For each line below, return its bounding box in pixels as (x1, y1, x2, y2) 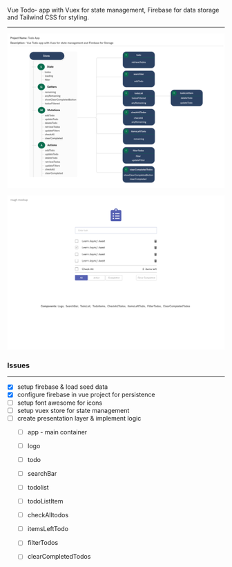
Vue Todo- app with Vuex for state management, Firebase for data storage (7, 6, 220, 14)
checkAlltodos (27, 511, 69, 519)
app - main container (27, 427, 88, 436)
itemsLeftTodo (27, 525, 69, 533)
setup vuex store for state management (17, 406, 130, 414)
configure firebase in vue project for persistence (17, 390, 155, 399)
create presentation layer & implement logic (17, 414, 142, 422)
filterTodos (27, 539, 59, 547)
